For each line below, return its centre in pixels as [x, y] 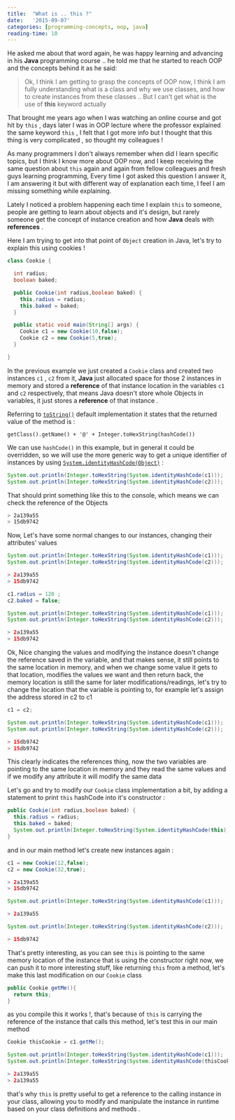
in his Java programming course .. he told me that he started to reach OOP [115, 61]
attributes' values [32, 543]
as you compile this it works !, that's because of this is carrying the [105, 1014]
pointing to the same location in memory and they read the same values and [117, 769]
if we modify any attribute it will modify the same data [85, 777]
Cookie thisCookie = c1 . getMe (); [56, 1042]
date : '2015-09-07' [39, 20]
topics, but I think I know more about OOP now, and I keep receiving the [111, 161]
